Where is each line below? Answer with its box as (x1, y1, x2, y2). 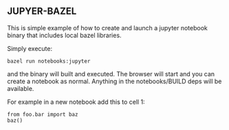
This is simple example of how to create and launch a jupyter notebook (7, 23, 208, 32)
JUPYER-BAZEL (7, 6, 77, 17)
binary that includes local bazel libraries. (7, 31, 122, 39)
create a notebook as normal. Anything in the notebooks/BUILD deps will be (7, 77, 222, 85)
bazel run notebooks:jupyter (7, 58, 91, 65)
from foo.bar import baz (7, 111, 78, 118)
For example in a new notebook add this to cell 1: (7, 98, 146, 106)
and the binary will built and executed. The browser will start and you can (7, 69, 215, 78)
